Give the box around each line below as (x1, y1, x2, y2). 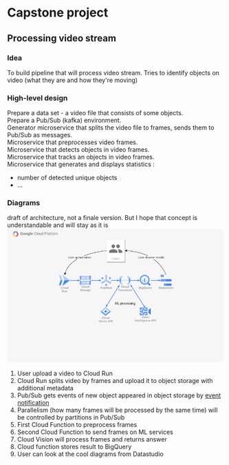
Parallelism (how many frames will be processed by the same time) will (17, 406, 218, 415)
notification (17, 399, 50, 407)
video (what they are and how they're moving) (7, 76, 138, 84)
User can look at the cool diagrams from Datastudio (17, 450, 164, 458)
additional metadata (17, 384, 74, 393)
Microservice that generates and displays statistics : (7, 160, 155, 168)
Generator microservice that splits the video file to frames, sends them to (7, 123, 215, 132)
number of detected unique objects (17, 174, 118, 182)
